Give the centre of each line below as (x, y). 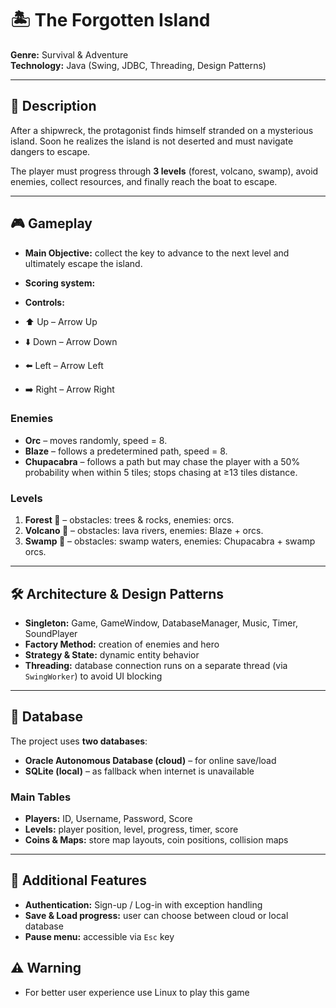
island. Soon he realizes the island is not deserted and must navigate (152, 141)
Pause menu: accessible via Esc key (99, 936)
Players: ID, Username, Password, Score (108, 819)
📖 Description (53, 106)
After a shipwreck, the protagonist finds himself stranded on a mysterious (162, 130)
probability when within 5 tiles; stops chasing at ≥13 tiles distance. (161, 472)
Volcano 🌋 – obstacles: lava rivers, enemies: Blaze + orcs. (144, 531)
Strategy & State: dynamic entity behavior (112, 654)
